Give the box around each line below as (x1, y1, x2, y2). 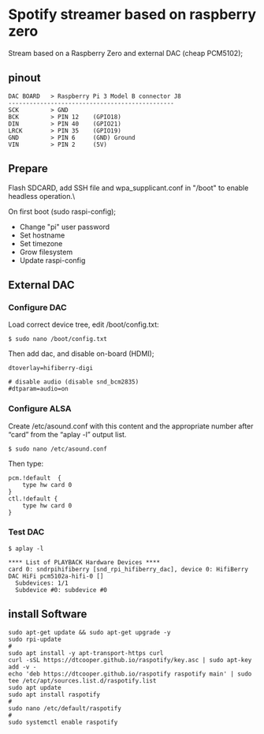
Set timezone (19, 238, 63, 248)
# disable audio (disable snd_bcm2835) (8, 378, 139, 386)
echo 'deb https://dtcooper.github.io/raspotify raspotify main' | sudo (8, 669, 252, 678)
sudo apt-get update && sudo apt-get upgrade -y (8, 628, 171, 636)
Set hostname (19, 230, 65, 240)
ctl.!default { (8, 495, 58, 503)
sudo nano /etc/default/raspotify (8, 704, 122, 712)
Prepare (8, 162, 49, 175)
